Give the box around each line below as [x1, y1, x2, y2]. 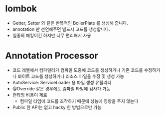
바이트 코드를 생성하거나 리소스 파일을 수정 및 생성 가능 [17, 73, 125, 79]
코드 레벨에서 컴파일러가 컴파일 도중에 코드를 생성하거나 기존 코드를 [12, 67, 143, 73]
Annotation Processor [5, 50, 98, 61]
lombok [5, 3, 37, 14]
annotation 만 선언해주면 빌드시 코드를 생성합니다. [12, 26, 111, 32]
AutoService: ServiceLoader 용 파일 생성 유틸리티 [12, 79, 112, 85]
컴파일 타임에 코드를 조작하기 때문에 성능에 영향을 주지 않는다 [19, 98, 139, 104]
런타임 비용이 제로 [12, 92, 47, 98]
